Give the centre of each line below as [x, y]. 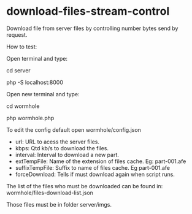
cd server [18, 70]
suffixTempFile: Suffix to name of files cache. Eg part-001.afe [93, 167]
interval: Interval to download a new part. [67, 155]
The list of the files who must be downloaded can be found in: [85, 186]
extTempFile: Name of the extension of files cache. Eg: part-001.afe [101, 161]
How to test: [22, 47]
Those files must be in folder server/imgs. [59, 204]
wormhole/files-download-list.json [50, 193]
